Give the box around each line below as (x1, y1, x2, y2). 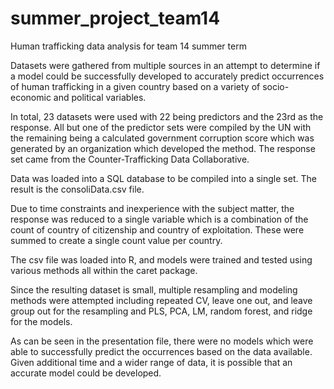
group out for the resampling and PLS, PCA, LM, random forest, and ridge (10, 305, 313, 317)
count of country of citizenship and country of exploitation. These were (10, 223, 305, 236)
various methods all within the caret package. (10, 264, 198, 276)
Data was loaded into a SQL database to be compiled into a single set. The (10, 172, 317, 184)
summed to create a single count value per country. (10, 234, 223, 246)
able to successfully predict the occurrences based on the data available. (10, 345, 313, 357)
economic (10, 91, 52, 103)
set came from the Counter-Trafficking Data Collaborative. (10, 153, 250, 165)
